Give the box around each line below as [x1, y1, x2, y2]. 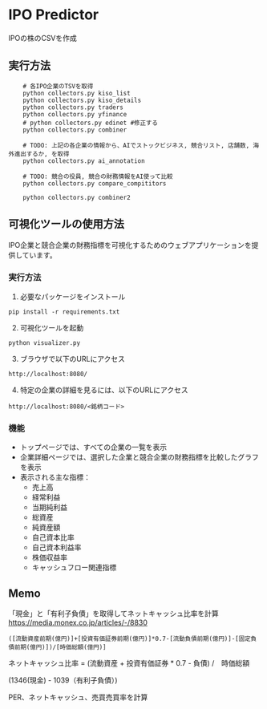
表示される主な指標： [19, 472, 91, 482]
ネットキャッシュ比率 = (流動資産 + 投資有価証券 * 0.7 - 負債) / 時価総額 [8, 658, 250, 667]
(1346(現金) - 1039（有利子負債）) [8, 675, 118, 685]
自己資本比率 [31, 533, 75, 542]
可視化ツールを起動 [19, 322, 84, 332]
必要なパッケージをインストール [19, 291, 126, 302]
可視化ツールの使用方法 [8, 217, 124, 231]
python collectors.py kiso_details [22, 96, 142, 104]
